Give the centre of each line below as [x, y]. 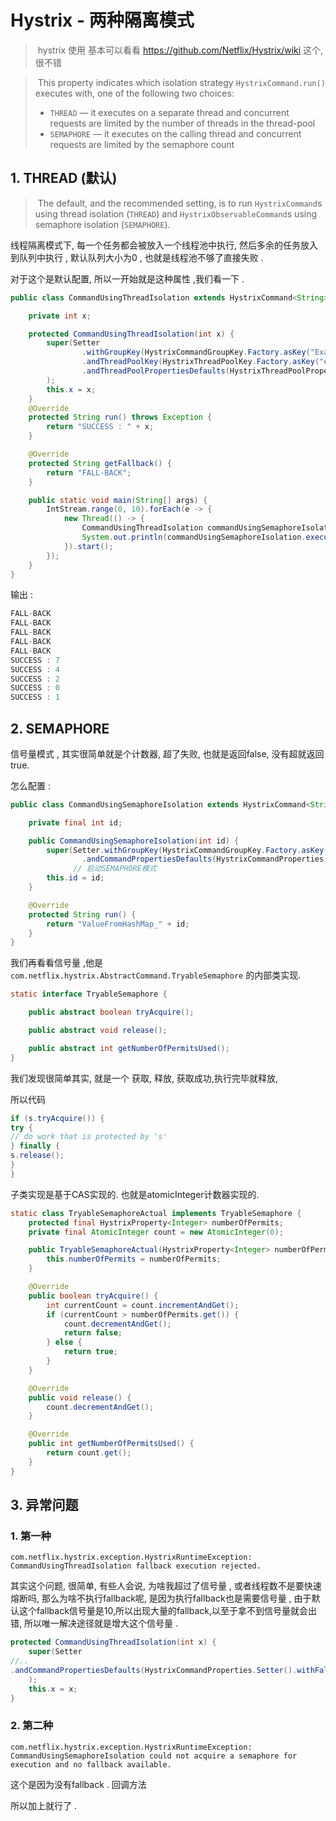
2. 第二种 [32, 1726]
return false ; [93, 1333]
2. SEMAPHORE [60, 728]
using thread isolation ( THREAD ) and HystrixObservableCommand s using [176, 213]
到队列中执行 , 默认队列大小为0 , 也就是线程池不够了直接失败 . [137, 257]
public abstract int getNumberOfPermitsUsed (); [129, 1048]
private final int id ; [75, 822]
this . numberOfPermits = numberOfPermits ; [134, 1259]
